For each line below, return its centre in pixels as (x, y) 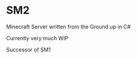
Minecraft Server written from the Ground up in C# (68, 27)
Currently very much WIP (37, 38)
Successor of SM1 (28, 49)
